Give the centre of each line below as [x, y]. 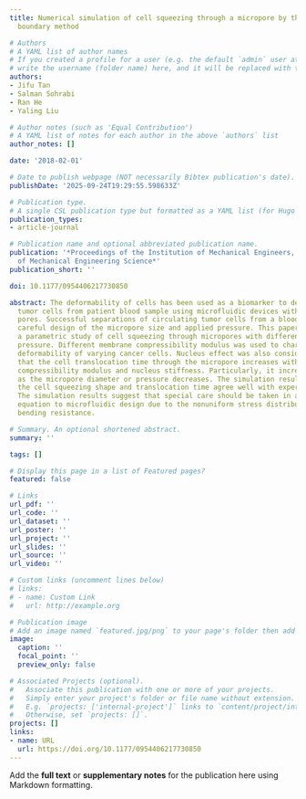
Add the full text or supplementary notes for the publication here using [144, 775]
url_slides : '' [38, 547]
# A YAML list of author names [69, 51]
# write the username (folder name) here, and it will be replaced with [150, 68]
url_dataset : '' [40, 521]
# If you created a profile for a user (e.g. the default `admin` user [148, 60]
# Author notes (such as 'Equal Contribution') [102, 127]
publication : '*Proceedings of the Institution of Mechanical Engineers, [153, 253]
